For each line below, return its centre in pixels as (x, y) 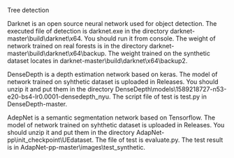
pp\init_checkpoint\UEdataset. (51, 140)
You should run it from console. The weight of (150, 38)
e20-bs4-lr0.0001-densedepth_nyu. (59, 96)
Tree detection (28, 10)
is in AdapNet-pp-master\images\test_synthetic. (76, 147)
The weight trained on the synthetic (159, 53)
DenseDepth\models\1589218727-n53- (171, 89)
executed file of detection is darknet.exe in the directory (88, 31)
